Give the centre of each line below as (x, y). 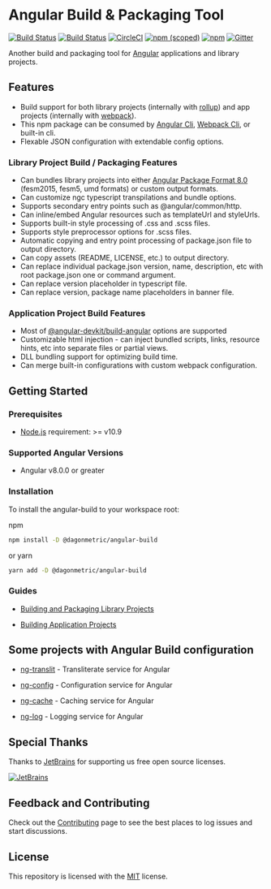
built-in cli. (38, 132)
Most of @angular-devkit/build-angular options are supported (123, 331)
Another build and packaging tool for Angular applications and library (124, 53)
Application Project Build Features (77, 313)
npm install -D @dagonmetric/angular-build (83, 540)
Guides (23, 591)
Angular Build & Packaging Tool (116, 15)
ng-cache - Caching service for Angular (87, 701)
